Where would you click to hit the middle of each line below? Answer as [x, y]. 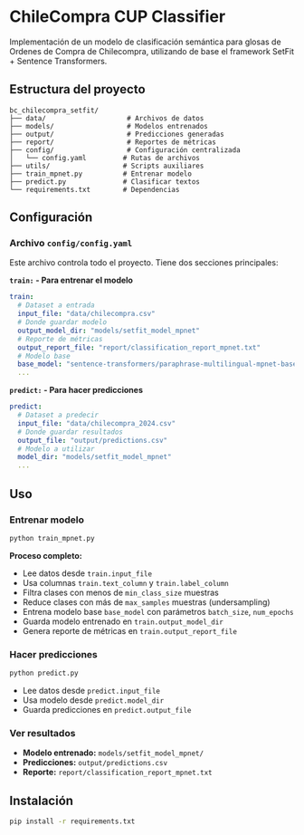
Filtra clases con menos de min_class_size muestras [120, 592]
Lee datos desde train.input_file [87, 573]
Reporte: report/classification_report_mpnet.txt [117, 773]
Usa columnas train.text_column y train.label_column [125, 582]
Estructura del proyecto [78, 89]
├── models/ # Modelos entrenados [109, 126]
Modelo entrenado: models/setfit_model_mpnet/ [113, 753]
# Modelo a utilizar [56, 449]
